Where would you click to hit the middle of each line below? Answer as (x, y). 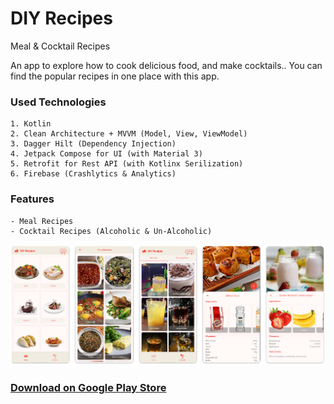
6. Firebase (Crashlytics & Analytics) (93, 174)
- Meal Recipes (42, 221)
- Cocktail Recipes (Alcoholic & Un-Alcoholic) (111, 231)
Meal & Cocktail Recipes (60, 46)
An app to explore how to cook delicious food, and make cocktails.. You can (166, 65)
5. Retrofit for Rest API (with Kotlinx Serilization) (127, 164)
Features (32, 199)
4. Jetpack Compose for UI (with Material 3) (106, 154)
